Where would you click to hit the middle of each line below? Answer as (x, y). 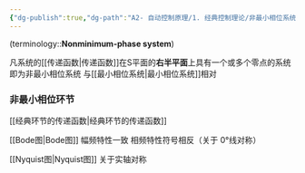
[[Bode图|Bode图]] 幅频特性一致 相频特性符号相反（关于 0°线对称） (135, 139)
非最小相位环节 (42, 99)
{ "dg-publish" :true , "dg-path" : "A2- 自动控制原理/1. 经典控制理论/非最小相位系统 (153, 18)
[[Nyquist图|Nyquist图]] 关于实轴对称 (78, 159)
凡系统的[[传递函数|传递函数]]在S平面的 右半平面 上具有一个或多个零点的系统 (151, 62)
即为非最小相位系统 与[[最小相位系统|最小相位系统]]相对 (113, 73)
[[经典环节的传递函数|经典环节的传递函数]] (89, 120)
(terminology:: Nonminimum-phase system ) (92, 43)
